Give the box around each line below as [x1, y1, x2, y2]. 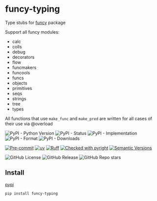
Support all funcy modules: [5, 29, 60, 35]
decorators [12, 54, 35, 60]
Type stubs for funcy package [5, 20, 66, 25]
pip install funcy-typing [5, 191, 58, 196]
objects [12, 80, 28, 86]
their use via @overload [5, 121, 53, 127]
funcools [12, 69, 30, 75]
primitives [12, 85, 32, 91]
